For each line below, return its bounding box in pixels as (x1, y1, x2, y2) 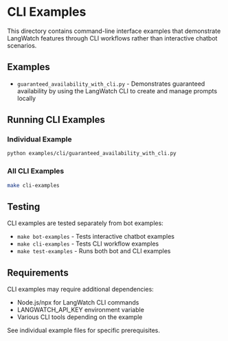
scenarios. (7, 41, 37, 49)
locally (16, 94, 36, 102)
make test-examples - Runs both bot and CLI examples (16, 247, 171, 255)
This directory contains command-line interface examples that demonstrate (7, 27, 221, 35)
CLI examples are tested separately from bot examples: (7, 219, 163, 227)
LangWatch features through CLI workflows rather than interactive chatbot (7, 34, 218, 42)
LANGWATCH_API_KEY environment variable (16, 306, 144, 314)
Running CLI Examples (7, 114, 105, 126)
